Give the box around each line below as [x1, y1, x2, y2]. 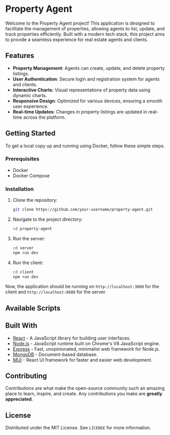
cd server [12, 245, 34, 251]
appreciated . [5, 396, 33, 402]
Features [5, 51, 34, 60]
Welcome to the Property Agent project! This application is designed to [5, 20, 155, 26]
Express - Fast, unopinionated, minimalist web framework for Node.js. [12, 346, 160, 352]
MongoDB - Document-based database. [12, 351, 98, 357]
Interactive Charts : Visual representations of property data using [12, 87, 151, 93]
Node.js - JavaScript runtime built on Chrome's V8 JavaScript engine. [12, 340, 160, 347]
